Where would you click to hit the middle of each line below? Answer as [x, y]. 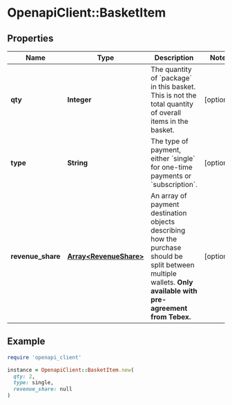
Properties [30, 38]
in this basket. [173, 87]
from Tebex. [171, 317]
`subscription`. [174, 184]
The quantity [171, 69]
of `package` [171, 78]
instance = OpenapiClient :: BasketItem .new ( [71, 370]
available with [174, 291]
